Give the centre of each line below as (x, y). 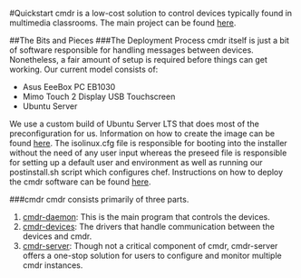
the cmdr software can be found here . (80, 182)
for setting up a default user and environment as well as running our (136, 162)
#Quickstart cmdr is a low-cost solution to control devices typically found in (151, 13)
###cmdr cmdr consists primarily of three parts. (99, 199)
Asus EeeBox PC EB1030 (69, 87)
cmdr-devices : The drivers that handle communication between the (148, 227)
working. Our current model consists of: (84, 69)
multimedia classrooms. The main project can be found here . (123, 23)
